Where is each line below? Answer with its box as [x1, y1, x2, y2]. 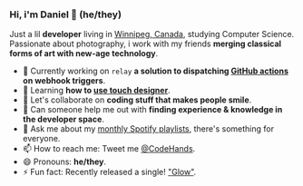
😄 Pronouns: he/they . [22, 156, 107, 167]
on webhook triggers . [22, 75, 106, 86]
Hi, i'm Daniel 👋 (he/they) [9, 8, 122, 21]
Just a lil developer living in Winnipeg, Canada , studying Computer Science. [9, 29, 295, 40]
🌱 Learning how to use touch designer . [22, 85, 171, 96]
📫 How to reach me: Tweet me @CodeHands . [22, 143, 196, 154]
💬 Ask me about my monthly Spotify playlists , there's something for [22, 123, 275, 134]
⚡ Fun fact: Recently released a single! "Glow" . [22, 167, 197, 178]
